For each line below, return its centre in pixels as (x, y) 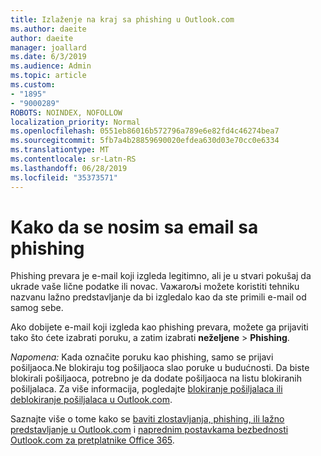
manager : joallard (48, 47)
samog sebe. (37, 308)
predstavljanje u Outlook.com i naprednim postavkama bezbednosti (149, 430)
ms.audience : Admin (51, 66)
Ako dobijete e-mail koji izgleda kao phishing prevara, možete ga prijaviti (159, 327)
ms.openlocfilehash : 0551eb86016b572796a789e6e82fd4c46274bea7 (145, 131)
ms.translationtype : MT (60, 150)
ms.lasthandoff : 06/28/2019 (69, 168)
